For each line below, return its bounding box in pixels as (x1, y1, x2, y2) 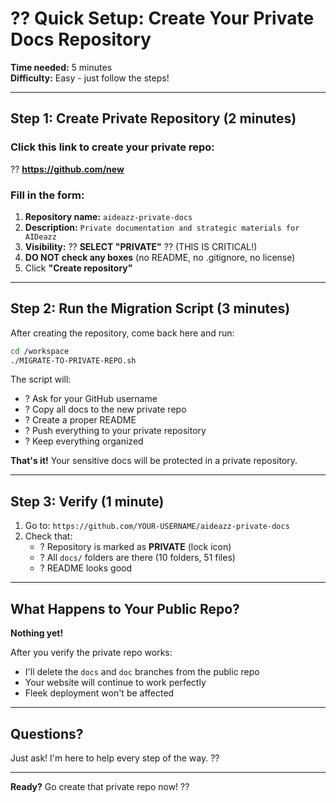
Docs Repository (10, 28, 152, 51)
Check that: (24, 530, 73, 542)
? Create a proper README (24, 414, 137, 426)
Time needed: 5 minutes (10, 61, 113, 73)
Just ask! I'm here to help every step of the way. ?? (10, 752, 220, 764)
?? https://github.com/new (10, 163, 125, 175)
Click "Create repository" (24, 262, 133, 274)
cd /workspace (10, 346, 70, 356)
